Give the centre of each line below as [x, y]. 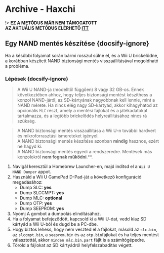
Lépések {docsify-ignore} [37, 79]
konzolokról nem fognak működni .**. [55, 157]
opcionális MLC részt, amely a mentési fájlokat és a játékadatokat [82, 111]
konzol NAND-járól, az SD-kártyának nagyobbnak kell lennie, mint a [86, 100]
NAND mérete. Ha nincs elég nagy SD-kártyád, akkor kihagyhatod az [87, 105]
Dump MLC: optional [41, 198]
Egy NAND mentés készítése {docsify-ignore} [77, 44]
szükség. [26, 121]
